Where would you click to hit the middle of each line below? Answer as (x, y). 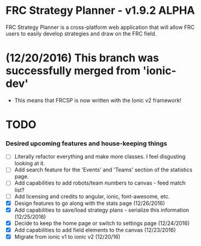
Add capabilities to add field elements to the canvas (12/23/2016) (95, 230)
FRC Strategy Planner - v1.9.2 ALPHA (100, 11)
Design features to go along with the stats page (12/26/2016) (90, 203)
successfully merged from (73, 71)
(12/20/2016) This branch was (82, 58)
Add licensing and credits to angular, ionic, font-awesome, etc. (92, 196)
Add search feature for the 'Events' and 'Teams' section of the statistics (104, 170)
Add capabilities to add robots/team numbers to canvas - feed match (100, 183)
